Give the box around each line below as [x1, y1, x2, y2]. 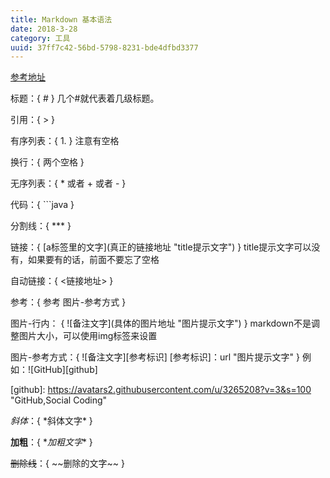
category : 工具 [10, 33, 71, 43]
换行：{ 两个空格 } [10, 156, 85, 168]
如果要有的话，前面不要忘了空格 [27, 254, 160, 266]
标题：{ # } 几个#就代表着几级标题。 [10, 92, 160, 105]
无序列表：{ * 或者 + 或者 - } [10, 177, 127, 190]
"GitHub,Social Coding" [10, 394, 108, 406]
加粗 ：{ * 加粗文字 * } [10, 436, 93, 448]
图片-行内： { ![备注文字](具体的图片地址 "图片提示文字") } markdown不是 [10, 317, 312, 330]
